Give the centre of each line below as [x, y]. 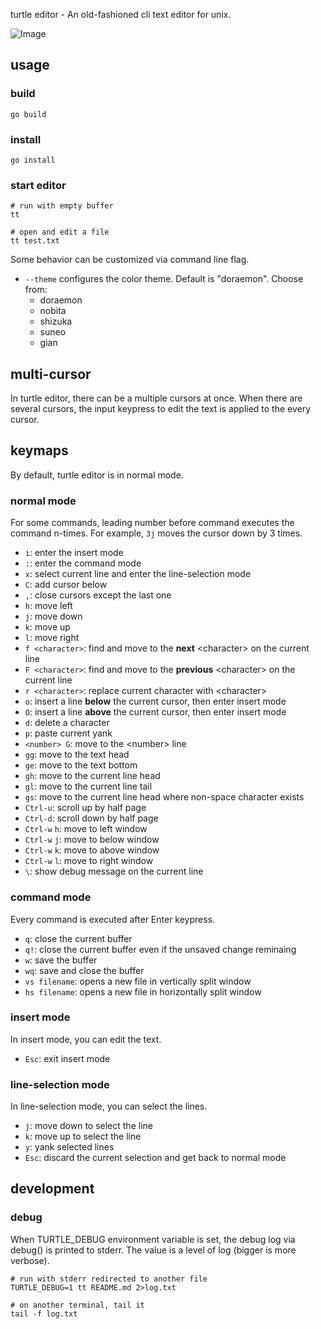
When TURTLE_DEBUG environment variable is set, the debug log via [153, 1239]
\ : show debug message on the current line [114, 871]
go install [33, 160]
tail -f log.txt [44, 1314]
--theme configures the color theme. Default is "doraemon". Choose [164, 279]
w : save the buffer [61, 960]
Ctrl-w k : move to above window [92, 850]
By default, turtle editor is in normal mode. [97, 475]
